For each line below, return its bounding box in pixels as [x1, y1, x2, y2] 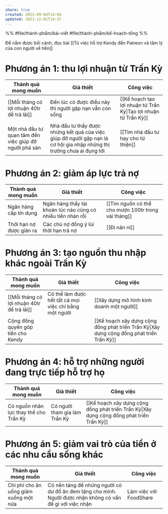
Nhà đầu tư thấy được [49, 122, 101, 129]
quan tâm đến [7, 132, 40, 139]
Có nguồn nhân [7, 403, 44, 410]
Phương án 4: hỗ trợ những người [5, 356, 144, 367]
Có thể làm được [47, 290, 86, 297]
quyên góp [7, 323, 33, 330]
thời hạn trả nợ [42, 227, 77, 234]
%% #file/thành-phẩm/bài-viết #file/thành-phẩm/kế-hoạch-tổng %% [5, 30, 148, 36]
